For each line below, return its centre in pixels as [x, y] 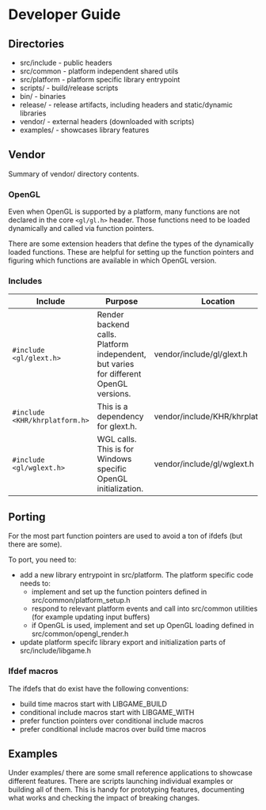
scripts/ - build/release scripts [69, 88]
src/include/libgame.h [55, 651]
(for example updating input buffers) [91, 617]
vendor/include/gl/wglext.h [204, 464]
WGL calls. [117, 439]
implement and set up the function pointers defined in [119, 592]
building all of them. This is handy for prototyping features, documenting [127, 789]
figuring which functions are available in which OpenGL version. [112, 261]
